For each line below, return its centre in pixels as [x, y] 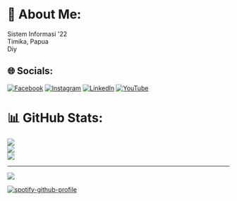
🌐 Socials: [30, 71]
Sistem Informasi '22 [37, 34]
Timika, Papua [28, 41]
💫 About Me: [44, 14]
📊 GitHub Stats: [55, 117]
